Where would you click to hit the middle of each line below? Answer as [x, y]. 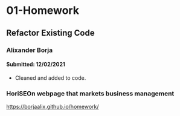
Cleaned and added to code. [50, 78]
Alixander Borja [30, 50]
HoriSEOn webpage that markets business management [90, 93]
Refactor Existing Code [50, 33]
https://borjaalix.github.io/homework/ [53, 107]
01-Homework [43, 11]
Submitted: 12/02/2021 [36, 65]
